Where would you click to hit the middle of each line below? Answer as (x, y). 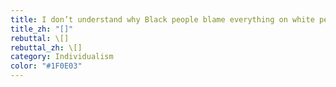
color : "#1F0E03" (46, 66)
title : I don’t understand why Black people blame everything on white (162, 19)
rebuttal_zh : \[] (46, 47)
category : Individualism (62, 57)
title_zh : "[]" (42, 29)
